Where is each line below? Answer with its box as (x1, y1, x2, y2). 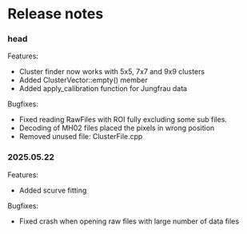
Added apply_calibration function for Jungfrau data (18, 84, 188, 93)
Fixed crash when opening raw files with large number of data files (18, 216, 240, 226)
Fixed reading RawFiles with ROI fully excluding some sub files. (18, 115, 227, 125)
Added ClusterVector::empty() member (18, 75, 149, 85)
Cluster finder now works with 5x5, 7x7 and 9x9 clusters (18, 67, 205, 77)
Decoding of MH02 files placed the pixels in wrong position (18, 123, 215, 133)
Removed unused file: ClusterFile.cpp (18, 132, 143, 141)
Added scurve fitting (18, 185, 87, 195)
